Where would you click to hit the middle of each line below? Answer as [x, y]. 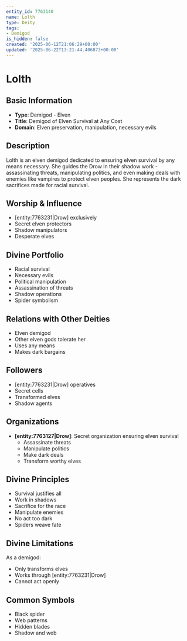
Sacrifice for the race [40, 506]
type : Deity [21, 22]
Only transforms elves [41, 569]
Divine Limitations [40, 543]
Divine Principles [38, 479]
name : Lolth [21, 17]
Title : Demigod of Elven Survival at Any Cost [68, 121]
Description [28, 146]
